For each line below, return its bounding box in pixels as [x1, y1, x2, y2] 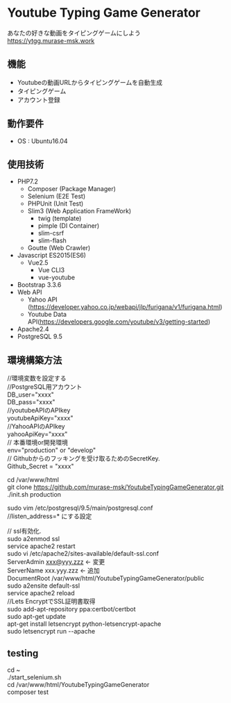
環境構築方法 [7, 354, 62, 366]
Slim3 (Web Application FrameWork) [27, 207, 132, 215]
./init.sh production [7, 490, 61, 499]
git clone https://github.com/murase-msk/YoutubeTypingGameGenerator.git [7, 483, 224, 491]
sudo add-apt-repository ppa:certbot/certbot [7, 605, 137, 613]
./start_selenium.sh [7, 673, 62, 681]
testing [7, 647, 39, 659]
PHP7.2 [17, 177, 38, 185]
